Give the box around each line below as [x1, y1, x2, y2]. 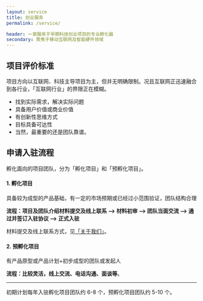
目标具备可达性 [14, 120, 53, 128]
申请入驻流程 [6, 147, 54, 158]
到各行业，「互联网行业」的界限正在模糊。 [6, 85, 110, 92]
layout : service [6, 8, 47, 15]
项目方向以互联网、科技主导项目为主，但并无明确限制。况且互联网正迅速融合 [6, 77, 197, 85]
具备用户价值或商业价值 [14, 105, 74, 112]
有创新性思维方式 [14, 113, 58, 120]
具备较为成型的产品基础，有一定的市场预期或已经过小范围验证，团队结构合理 [6, 194, 197, 201]
